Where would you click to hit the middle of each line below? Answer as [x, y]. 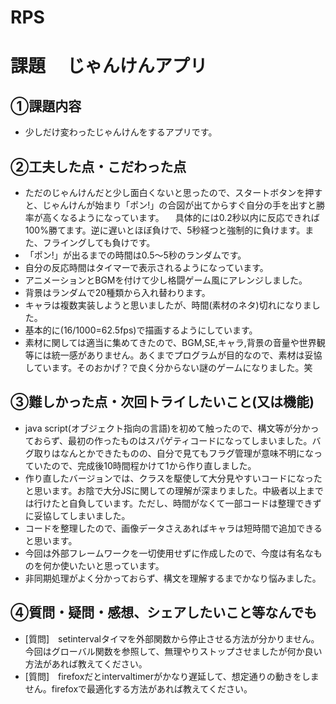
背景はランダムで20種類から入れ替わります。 [117, 292]
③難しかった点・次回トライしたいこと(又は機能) [162, 402]
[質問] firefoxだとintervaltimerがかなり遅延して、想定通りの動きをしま [172, 676]
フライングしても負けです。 [99, 242]
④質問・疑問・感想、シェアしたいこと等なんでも [164, 612]
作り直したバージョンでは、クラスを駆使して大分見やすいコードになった [173, 478]
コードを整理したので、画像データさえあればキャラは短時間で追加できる [173, 528]
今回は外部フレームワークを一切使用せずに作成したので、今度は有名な [169, 553]
